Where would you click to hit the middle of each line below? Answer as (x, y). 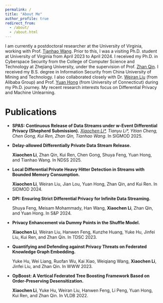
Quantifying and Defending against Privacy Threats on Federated (79, 247)
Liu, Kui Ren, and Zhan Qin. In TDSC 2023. (54, 237)
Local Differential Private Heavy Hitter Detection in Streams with (78, 169)
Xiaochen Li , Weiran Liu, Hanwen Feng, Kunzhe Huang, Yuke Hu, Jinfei (83, 232)
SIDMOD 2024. (27, 189)
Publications (31, 112)
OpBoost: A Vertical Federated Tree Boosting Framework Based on (81, 276)
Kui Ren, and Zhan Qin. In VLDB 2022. (50, 295)
